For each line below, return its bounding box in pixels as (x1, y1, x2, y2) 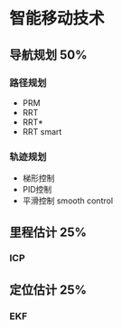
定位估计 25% (9, 282, 88, 297)
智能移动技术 (9, 8, 106, 29)
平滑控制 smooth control (22, 195, 114, 206)
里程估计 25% (9, 224, 88, 240)
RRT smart (22, 126, 62, 136)
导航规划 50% (9, 47, 88, 62)
